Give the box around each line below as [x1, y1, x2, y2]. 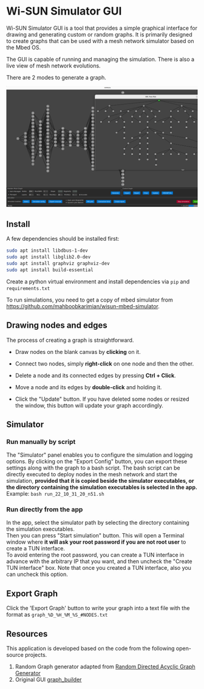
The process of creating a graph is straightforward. [6, 336, 134, 344]
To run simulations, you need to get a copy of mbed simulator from [6, 296, 173, 303]
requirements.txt [6, 285, 50, 291]
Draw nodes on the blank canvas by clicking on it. [15, 348, 141, 355]
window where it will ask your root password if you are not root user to [6, 538, 186, 545]
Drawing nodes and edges [6, 320, 107, 331]
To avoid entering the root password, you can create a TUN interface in [6, 552, 185, 559]
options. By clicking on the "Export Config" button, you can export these [6, 458, 188, 465]
